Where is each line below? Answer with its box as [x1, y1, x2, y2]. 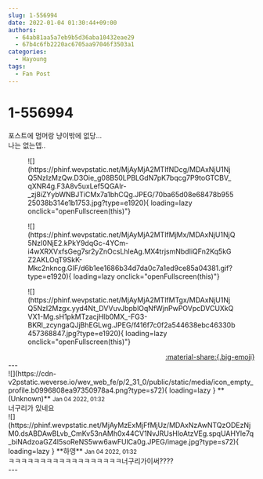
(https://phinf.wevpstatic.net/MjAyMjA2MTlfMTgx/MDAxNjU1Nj [27, 295, 231, 305]
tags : [8, 63, 26, 71]
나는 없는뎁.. [8, 141, 46, 150]
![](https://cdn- [8, 368, 57, 378]
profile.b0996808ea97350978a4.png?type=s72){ [8, 386, 168, 395]
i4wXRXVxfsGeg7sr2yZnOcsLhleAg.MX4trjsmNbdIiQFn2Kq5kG [27, 247, 232, 256]
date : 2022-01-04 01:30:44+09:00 [8, 19, 117, 27]
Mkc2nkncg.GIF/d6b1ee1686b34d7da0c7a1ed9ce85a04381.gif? [27, 263, 233, 272]
